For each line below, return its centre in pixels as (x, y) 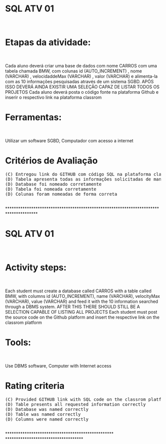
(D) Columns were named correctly (47, 419)
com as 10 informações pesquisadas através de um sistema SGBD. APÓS (80, 81)
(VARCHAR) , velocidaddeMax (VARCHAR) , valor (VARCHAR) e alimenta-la (82, 76)
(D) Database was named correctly (47, 409)
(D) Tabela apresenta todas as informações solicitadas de (78, 179)
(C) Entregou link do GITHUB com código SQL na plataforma (78, 174)
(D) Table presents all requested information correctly (76, 404)
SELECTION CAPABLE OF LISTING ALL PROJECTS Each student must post (81, 312)
